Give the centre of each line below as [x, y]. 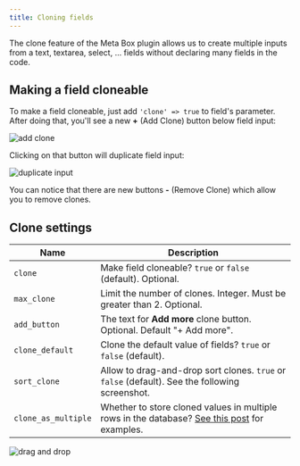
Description [193, 253]
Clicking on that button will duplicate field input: [97, 155]
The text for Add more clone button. [176, 320]
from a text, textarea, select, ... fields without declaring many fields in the [144, 52]
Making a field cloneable [79, 90]
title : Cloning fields [51, 17]
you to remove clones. [50, 200]
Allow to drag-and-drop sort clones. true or [193, 370]
